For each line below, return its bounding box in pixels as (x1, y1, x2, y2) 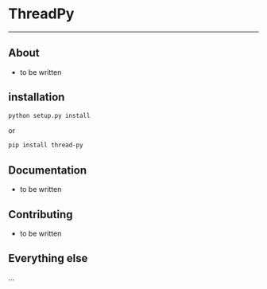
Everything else (8, 252, 88, 265)
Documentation (8, 163, 87, 177)
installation (8, 91, 65, 104)
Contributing (8, 208, 73, 221)
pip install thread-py (8, 141, 83, 150)
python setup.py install (8, 111, 91, 119)
